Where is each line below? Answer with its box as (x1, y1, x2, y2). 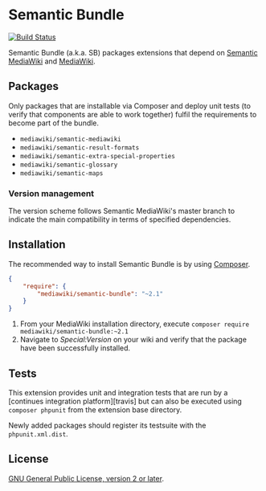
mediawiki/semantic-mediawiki (19, 135, 122, 143)
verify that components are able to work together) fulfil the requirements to (8, 109, 257, 119)
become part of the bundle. (8, 118, 99, 128)
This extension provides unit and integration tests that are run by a (8, 388, 228, 398)
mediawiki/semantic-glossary (19, 161, 118, 169)
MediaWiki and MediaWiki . (8, 56, 96, 66)
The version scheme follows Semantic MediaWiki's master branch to (8, 207, 235, 216)
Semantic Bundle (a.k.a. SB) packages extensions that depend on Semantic (8, 47, 259, 57)
